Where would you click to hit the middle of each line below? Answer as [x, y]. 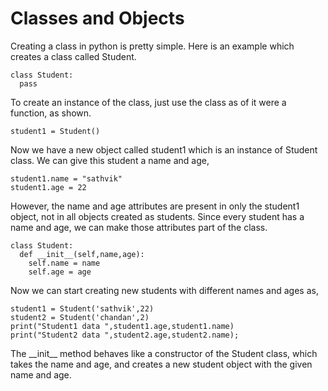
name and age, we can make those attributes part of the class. [139, 227]
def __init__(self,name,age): [82, 254]
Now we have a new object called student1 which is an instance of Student [164, 149]
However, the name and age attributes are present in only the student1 [155, 206]
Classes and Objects [97, 18]
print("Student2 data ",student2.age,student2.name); [125, 335]
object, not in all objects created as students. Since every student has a [157, 216]
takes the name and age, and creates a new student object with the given [161, 364]
